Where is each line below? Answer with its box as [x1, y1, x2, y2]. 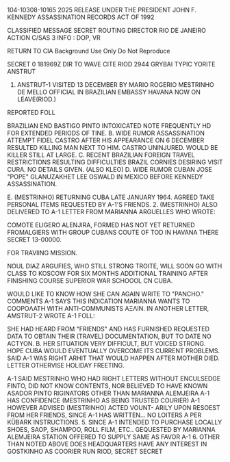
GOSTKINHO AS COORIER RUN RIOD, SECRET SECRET [7, 448, 163, 455]
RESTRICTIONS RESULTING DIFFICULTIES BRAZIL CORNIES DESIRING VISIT [7, 158, 223, 166]
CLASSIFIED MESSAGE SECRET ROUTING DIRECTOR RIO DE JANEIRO [7, 27, 207, 34]
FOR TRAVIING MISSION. [7, 249, 78, 257]
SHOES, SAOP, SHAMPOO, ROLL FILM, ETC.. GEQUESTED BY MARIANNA [7, 426, 216, 433]
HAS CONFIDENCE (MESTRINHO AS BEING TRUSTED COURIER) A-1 [7, 396, 201, 405]
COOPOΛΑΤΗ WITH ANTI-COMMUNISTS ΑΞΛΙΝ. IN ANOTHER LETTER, [7, 305, 209, 312]
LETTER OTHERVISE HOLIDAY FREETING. [7, 361, 125, 369]
